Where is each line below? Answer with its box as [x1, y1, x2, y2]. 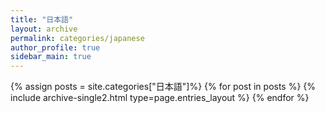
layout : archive [10, 24, 78, 34]
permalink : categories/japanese [10, 33, 145, 43]
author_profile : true [10, 42, 101, 53]
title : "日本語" [10, 14, 74, 25]
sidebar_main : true [10, 52, 92, 62]
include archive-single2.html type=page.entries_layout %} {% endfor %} [10, 92, 310, 104]
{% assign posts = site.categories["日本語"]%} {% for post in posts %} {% [10, 81, 317, 93]
